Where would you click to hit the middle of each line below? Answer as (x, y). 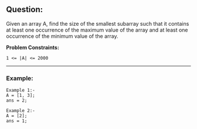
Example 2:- (21, 111)
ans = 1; (17, 121)
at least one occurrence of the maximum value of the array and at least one (97, 30)
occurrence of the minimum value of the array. (62, 36)
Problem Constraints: (33, 47)
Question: (25, 10)
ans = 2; (17, 101)
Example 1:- (21, 90)
